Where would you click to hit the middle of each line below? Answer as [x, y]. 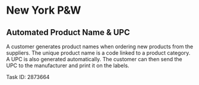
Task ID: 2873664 [28, 77]
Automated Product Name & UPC [68, 32]
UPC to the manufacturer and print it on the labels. [68, 65]
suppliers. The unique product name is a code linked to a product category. [98, 53]
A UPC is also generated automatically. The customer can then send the [94, 59]
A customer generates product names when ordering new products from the [100, 46]
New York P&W [44, 10]
